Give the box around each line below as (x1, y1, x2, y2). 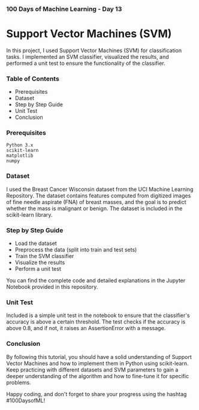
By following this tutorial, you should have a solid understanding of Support (6, 353, 192, 360)
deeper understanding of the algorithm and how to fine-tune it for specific (6, 372, 189, 379)
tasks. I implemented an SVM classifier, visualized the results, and (6, 53, 169, 60)
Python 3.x (6, 142, 34, 148)
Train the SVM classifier (14, 253, 74, 260)
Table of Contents (6, 74, 60, 83)
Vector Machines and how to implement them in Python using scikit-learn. (6, 360, 189, 367)
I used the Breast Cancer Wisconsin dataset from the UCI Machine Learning (6, 185, 194, 193)
